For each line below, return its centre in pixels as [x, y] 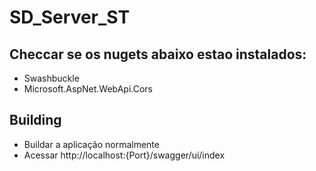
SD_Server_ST [70, 17]
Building [35, 120]
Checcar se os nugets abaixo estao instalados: [158, 54]
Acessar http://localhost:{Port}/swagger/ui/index [124, 155]
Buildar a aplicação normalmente [91, 144]
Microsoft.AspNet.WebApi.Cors [88, 89]
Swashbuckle [51, 78]
